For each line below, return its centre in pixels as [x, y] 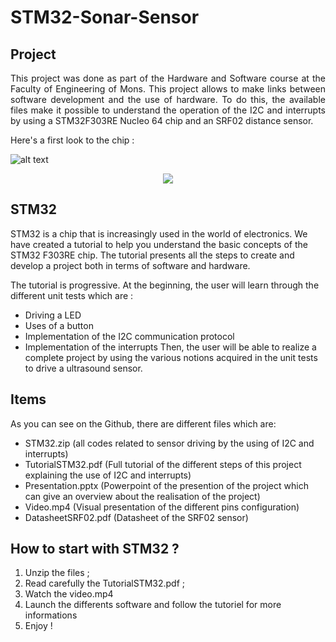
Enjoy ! [38, 626]
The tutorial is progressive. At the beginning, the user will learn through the [165, 285]
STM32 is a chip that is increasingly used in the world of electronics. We [159, 233]
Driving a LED [53, 315]
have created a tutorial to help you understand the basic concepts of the [159, 244]
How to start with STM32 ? [95, 549]
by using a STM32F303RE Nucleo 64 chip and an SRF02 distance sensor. [162, 120]
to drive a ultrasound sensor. [83, 368]
